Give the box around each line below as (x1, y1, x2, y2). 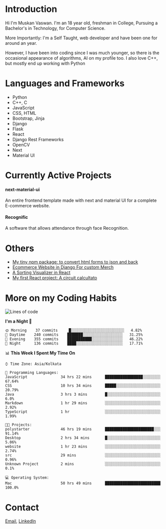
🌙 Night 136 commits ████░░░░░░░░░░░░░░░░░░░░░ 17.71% (5, 341, 143, 346)
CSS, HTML (12, 110, 36, 116)
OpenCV (12, 142, 30, 148)
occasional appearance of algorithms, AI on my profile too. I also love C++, (5, 55, 158, 61)
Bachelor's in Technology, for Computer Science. (5, 25, 106, 31)
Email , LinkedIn (5, 518, 36, 524)
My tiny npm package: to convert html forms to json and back (12, 259, 138, 265)
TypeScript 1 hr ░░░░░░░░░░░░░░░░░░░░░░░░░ (5, 409, 161, 415)
